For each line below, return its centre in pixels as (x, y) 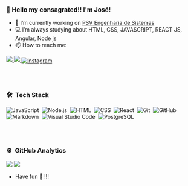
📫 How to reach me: (41, 45)
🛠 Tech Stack (28, 95)
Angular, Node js (36, 38)
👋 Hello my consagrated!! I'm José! (59, 10)
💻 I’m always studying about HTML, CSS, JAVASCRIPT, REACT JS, (99, 30)
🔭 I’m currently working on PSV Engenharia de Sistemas (85, 23)
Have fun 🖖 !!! (32, 176)
